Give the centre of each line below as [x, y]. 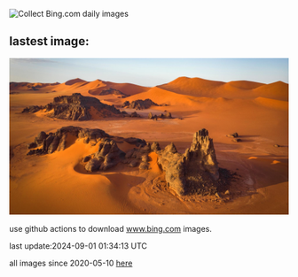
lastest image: [49, 41]
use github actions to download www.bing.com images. [111, 229]
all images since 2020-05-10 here [71, 263]
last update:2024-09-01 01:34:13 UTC [78, 246]
